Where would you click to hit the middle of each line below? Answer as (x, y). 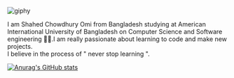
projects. (20, 46)
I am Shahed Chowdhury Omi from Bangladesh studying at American (107, 24)
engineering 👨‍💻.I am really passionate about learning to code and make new (117, 39)
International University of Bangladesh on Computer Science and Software (115, 32)
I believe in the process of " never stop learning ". (78, 54)
